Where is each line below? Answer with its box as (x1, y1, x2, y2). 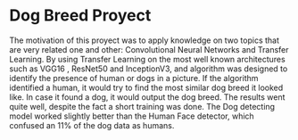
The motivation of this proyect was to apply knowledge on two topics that (9, 35, 279, 45)
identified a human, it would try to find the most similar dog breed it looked (9, 82, 284, 93)
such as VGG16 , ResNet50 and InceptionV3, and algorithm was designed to (9, 63, 288, 74)
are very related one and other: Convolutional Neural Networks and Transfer (9, 44, 289, 54)
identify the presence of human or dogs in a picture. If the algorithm (9, 72, 259, 83)
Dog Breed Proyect (9, 5, 152, 26)
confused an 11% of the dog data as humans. (9, 119, 175, 130)
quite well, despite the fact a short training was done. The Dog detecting (9, 101, 275, 111)
